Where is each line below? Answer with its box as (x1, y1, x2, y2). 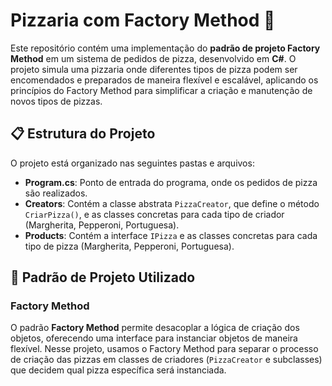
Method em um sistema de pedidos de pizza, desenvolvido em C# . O (10, 52, 297, 64)
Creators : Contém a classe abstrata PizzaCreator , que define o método (24, 197, 320, 209)
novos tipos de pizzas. (10, 95, 103, 107)
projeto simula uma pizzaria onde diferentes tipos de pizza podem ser (10, 63, 298, 75)
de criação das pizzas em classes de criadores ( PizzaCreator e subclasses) (10, 354, 323, 366)
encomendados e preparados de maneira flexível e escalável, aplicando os (10, 74, 319, 86)
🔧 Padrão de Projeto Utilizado (10, 269, 196, 286)
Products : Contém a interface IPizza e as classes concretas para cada (24, 229, 318, 241)
